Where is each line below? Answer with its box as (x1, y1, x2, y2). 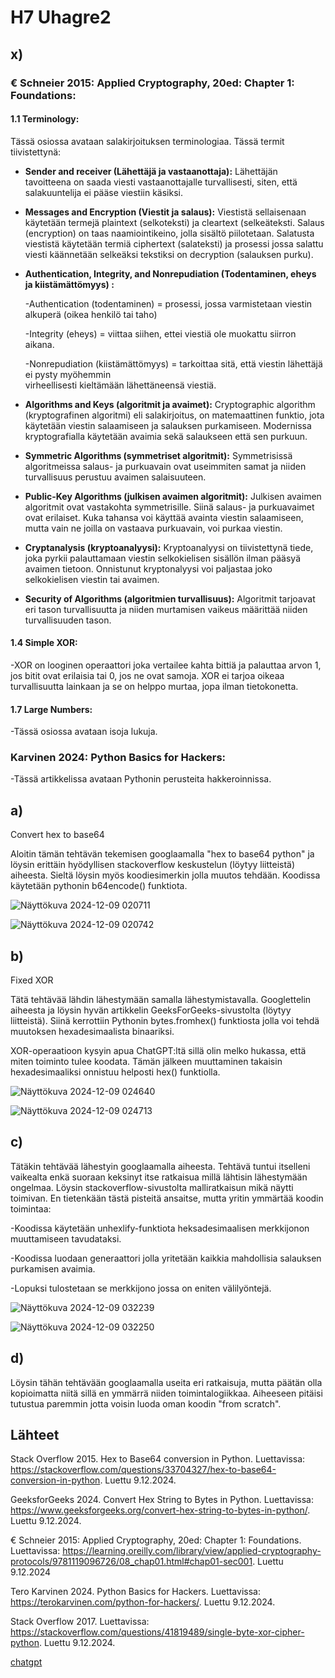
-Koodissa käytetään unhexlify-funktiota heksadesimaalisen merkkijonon (10, 1222, 310, 1234)
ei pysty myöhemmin (24, 368, 112, 380)
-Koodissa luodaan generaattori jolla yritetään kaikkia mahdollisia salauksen (10, 1252, 322, 1264)
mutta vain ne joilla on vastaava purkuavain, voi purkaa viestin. (24, 522, 283, 534)
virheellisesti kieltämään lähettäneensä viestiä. (24, 379, 217, 391)
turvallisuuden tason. (24, 614, 112, 626)
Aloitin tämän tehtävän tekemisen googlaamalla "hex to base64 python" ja (10, 848, 315, 860)
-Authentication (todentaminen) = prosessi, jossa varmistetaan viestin (24, 297, 313, 310)
